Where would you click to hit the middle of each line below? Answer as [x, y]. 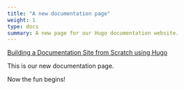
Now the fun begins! [37, 80]
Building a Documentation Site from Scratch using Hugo [87, 53]
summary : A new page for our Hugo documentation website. [93, 33]
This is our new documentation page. [61, 66]
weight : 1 [22, 20]
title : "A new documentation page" [59, 13]
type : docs [23, 26]
